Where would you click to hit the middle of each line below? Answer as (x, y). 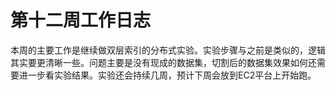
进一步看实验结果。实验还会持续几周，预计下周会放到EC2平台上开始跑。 (167, 75)
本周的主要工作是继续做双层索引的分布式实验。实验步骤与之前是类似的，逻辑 (168, 50)
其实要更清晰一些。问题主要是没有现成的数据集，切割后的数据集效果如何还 (163, 62)
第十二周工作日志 (81, 20)
